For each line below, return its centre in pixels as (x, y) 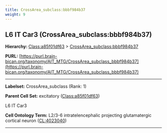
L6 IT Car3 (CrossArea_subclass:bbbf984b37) (79, 35)
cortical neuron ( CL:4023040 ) (36, 121)
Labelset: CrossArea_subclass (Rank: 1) (46, 86)
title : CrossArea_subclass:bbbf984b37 (45, 10)
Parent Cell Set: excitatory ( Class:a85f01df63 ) (53, 96)
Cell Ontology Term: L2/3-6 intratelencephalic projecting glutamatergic (78, 116)
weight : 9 (15, 14)
